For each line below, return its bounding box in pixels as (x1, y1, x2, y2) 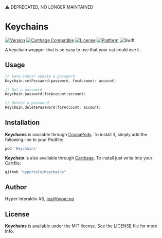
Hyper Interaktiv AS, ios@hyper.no (5, 196, 74, 202)
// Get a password (5, 87, 42, 92)
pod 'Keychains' (5, 146, 38, 151)
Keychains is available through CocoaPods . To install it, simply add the (5, 131, 147, 137)
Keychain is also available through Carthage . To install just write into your (5, 155, 153, 160)
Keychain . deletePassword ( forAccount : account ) (5, 105, 101, 110)
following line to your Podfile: (5, 137, 64, 142)
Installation (5, 119, 40, 127)
